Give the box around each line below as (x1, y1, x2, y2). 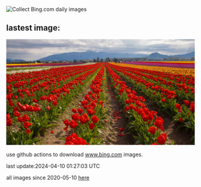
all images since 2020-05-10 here (6, 174, 90, 182)
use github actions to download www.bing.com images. (6, 151, 144, 158)
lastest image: (6, 23, 60, 33)
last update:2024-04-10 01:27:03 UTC (6, 163, 100, 170)
